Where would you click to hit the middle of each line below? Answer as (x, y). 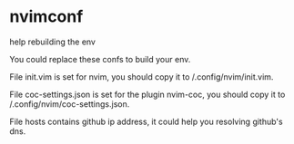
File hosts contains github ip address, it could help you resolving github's (147, 121)
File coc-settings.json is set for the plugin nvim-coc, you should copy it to (147, 94)
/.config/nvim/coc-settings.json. (70, 104)
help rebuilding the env (52, 42)
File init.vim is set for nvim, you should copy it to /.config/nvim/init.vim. (142, 77)
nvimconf (46, 17)
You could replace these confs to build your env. (100, 59)
